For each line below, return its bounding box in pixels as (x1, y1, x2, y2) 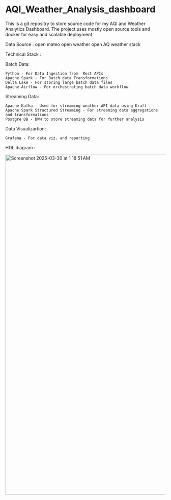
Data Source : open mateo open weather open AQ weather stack (5, 41, 141, 47)
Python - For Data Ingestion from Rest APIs (5, 71, 103, 76)
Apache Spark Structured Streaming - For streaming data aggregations (5, 107, 158, 113)
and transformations (5, 112, 49, 117)
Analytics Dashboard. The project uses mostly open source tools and (5, 26, 150, 32)
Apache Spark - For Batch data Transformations (5, 75, 108, 80)
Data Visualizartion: (5, 125, 46, 131)
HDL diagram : (5, 144, 36, 150)
